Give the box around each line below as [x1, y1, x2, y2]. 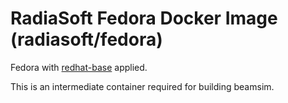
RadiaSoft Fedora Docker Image [10, 7, 278, 30]
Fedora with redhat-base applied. [10, 61, 148, 73]
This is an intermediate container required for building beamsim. [10, 80, 275, 92]
